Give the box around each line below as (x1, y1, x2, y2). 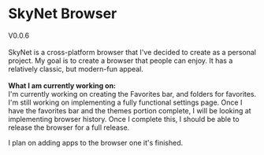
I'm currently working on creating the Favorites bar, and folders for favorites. (8, 89, 257, 98)
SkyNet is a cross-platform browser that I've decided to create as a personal (8, 47, 256, 57)
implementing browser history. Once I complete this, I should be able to (8, 114, 240, 124)
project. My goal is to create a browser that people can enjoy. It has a (8, 56, 233, 65)
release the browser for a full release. (8, 123, 130, 132)
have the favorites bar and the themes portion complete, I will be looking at (8, 105, 251, 115)
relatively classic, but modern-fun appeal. (8, 64, 144, 73)
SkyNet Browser (8, 5, 117, 23)
